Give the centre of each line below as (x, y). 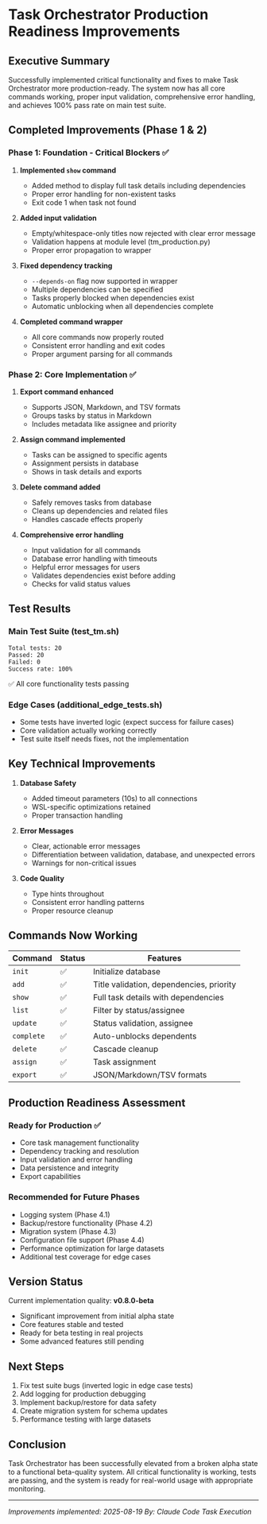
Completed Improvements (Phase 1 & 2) (108, 130)
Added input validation (58, 218)
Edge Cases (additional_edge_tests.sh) (85, 705)
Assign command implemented (72, 439)
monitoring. (27, 1489)
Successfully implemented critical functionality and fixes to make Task (124, 80)
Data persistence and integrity (69, 1168)
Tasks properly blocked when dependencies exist (113, 298)
